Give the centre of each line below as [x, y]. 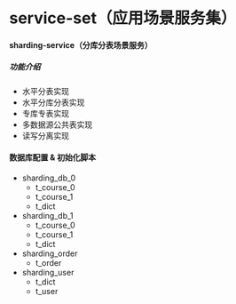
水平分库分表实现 [53, 102]
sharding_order [50, 253]
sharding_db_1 [47, 215]
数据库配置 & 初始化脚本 [53, 157]
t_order [48, 262]
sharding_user [48, 272]
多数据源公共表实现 [57, 124]
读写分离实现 [45, 135]
